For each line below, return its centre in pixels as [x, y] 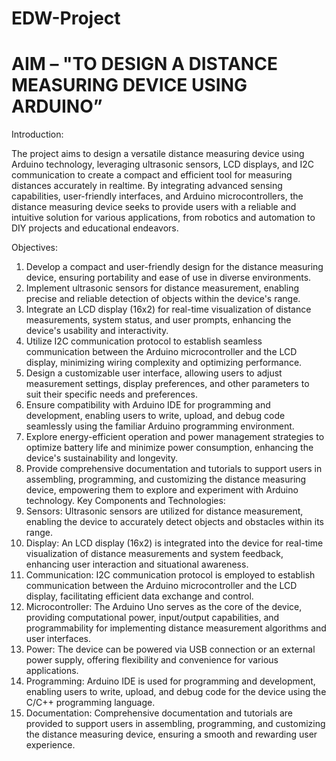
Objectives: [34, 248]
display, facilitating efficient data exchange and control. [139, 596]
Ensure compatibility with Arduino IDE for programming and [148, 405]
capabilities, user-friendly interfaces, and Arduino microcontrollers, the [157, 196]
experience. [50, 745]
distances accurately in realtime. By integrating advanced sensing [147, 186]
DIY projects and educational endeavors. [95, 228]
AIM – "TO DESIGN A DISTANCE [144, 64]
